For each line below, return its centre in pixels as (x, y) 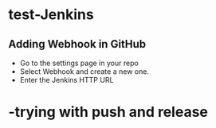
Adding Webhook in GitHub (77, 44)
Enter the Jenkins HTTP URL (67, 80)
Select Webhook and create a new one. (84, 72)
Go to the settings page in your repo (79, 63)
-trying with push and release (108, 112)
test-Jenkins (51, 15)
